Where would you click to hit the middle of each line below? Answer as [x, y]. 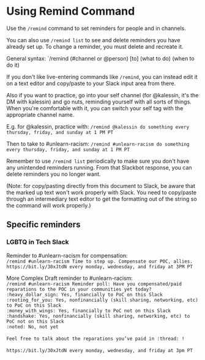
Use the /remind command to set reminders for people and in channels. [96, 28]
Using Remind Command [71, 11]
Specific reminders [43, 225]
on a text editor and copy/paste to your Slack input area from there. [91, 83]
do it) [13, 65]
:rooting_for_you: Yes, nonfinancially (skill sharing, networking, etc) [102, 300]
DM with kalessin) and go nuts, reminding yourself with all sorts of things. [99, 102]
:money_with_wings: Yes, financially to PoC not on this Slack [89, 310]
